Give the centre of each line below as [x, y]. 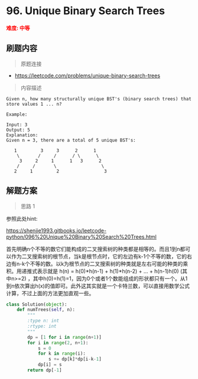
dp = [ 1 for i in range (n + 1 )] [64, 337]
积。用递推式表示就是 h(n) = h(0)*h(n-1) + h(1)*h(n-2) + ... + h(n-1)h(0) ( [94, 271]
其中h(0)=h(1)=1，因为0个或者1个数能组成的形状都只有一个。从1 [110, 278]
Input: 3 [17, 125]
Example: [17, 114]
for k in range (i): [61, 354]
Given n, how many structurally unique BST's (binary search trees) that [99, 99]
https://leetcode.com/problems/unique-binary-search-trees [87, 76]
